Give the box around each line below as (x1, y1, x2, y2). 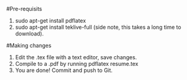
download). (15, 30, 44, 37)
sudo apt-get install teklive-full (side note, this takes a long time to (15, 24, 182, 31)
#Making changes (6, 42, 52, 49)
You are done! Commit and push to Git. (15, 67, 113, 74)
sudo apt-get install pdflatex (15, 17, 86, 24)
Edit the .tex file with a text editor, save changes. (15, 54, 137, 60)
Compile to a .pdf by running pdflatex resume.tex (15, 60, 139, 67)
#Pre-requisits (6, 5, 43, 12)
